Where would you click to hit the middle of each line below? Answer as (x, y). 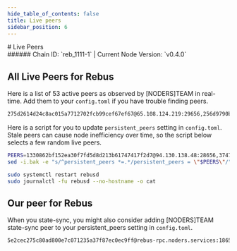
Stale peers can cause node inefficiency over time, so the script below (110, 135)
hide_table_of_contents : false (53, 14)
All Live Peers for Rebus (61, 76)
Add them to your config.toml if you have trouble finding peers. (116, 101)
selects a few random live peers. (55, 142)
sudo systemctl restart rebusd (53, 175)
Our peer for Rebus (50, 203)
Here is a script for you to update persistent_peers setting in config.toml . (115, 128)
